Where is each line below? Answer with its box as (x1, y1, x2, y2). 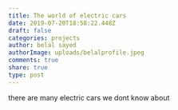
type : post (8, 71, 45, 79)
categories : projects (8, 33, 81, 42)
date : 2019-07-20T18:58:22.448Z (8, 19, 116, 27)
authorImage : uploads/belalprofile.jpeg (8, 49, 145, 57)
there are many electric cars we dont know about (8, 92, 170, 102)
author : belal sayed (8, 41, 77, 49)
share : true (8, 64, 48, 72)
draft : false (8, 26, 52, 34)
